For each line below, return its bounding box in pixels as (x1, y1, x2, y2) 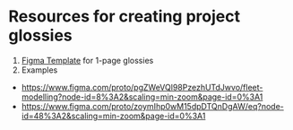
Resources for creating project (8, 6, 241, 27)
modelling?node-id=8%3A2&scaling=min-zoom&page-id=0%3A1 (21, 91, 263, 102)
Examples (21, 65, 58, 75)
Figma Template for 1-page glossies (21, 55, 154, 65)
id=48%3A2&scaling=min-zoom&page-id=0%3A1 (21, 110, 206, 121)
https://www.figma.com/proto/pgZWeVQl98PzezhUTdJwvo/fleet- (21, 82, 263, 92)
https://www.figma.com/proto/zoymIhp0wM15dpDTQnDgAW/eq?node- (21, 100, 284, 111)
